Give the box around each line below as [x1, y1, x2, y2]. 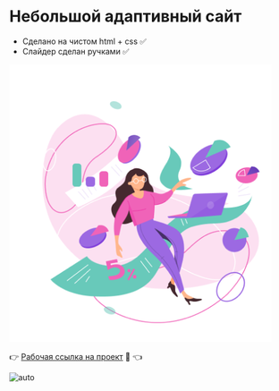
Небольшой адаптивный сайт [9, 6, 242, 27]
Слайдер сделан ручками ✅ [21, 46, 130, 56]
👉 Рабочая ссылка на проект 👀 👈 [9, 351, 143, 361]
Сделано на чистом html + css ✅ [21, 36, 148, 47]
